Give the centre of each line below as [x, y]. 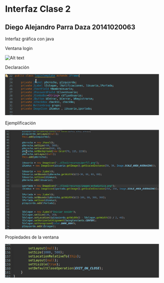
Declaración [17, 67]
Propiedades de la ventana [32, 237]
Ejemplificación [20, 123]
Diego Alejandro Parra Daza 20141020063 [70, 27]
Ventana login [19, 48]
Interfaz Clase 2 [38, 9]
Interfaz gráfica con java [30, 39]
